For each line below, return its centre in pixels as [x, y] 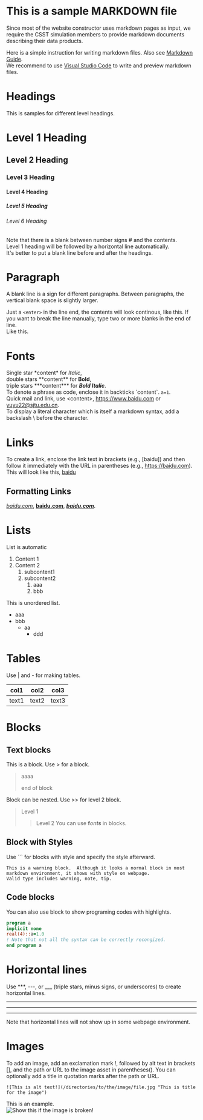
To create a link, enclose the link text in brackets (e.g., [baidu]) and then [96, 459]
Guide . [14, 59]
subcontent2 [40, 578]
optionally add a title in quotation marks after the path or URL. [83, 1076]
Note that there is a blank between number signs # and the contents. [92, 240]
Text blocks [29, 750]
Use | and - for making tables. [43, 675]
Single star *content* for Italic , [44, 373]
